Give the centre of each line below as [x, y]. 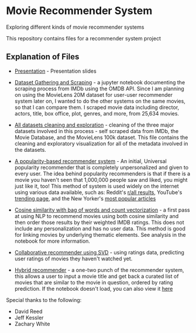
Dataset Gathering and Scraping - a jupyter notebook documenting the [100, 82]
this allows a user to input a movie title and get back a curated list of [97, 276]
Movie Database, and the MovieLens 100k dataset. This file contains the [101, 137]
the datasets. [30, 149]
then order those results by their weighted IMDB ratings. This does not [99, 222]
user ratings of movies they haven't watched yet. [73, 259]
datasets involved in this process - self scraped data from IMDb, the [97, 131]
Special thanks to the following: [44, 300]
